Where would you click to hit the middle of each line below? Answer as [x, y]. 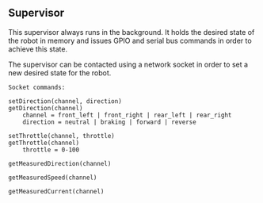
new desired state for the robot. [60, 73]
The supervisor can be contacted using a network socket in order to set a [128, 64]
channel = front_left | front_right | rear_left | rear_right [127, 115]
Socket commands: [37, 87]
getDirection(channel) [46, 108]
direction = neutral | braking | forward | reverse [109, 122]
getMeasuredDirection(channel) [60, 163]
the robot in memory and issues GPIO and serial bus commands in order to [130, 40]
